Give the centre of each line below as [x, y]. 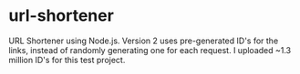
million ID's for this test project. [67, 60]
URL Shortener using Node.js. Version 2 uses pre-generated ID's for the [144, 41]
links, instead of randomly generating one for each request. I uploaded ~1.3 [150, 50]
